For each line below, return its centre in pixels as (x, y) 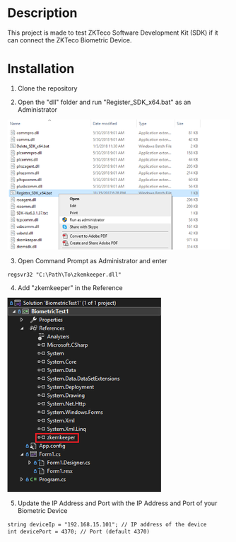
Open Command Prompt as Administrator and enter (92, 260)
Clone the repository (47, 88)
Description (42, 13)
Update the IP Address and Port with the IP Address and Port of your (117, 503)
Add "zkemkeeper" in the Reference (70, 287)
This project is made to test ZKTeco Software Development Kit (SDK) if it (113, 33)
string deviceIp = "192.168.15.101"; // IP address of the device (107, 524)
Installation (41, 69)
